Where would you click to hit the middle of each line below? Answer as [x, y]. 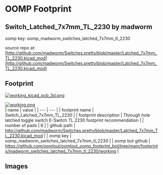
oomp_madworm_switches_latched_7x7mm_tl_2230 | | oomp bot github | [78, 141]
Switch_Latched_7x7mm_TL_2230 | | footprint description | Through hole [78, 115]
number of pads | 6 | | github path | [40, 125]
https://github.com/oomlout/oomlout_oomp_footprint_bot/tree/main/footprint [81, 146]
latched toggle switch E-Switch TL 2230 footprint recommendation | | [74, 120]
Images [16, 167]
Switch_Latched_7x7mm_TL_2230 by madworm [79, 27]
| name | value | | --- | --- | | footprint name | [49, 110]
